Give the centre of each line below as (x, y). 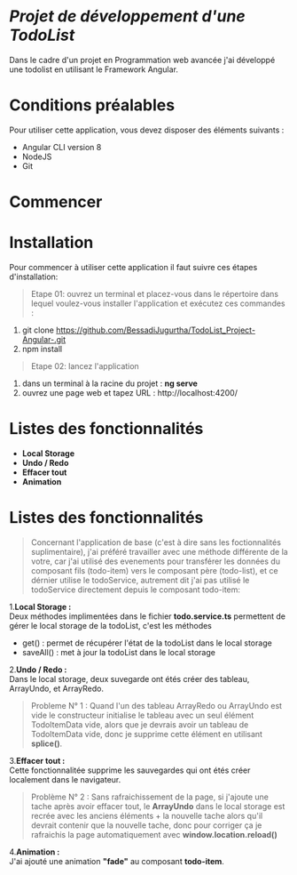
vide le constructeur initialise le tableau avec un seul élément (142, 715)
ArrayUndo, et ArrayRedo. (57, 688)
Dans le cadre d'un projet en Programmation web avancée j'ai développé (142, 60)
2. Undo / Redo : (38, 670)
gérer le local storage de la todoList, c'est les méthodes (111, 625)
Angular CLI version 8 (62, 147)
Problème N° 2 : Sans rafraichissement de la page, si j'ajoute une (149, 797)
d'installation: (34, 277)
